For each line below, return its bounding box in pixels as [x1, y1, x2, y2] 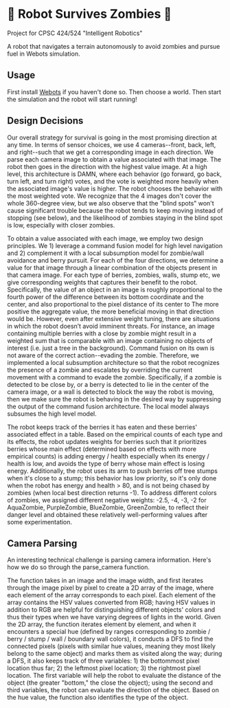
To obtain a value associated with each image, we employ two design [7, 234, 204, 243]
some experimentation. [7, 518, 73, 526]
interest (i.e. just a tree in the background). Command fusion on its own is [7, 344, 215, 352]
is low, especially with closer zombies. [7, 221, 115, 229]
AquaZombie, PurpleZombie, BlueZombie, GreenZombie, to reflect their [7, 503, 209, 511]
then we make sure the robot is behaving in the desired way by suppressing [7, 395, 222, 403]
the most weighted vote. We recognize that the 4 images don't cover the [7, 192, 212, 200]
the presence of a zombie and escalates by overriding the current [7, 366, 193, 374]
